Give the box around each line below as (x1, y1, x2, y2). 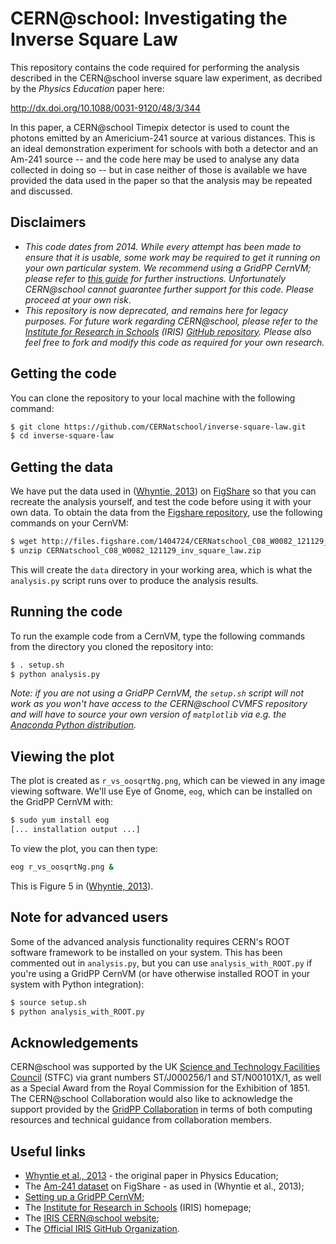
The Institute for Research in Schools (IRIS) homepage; (24, 1202, 252, 1214)
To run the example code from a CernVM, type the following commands (10, 630, 306, 642)
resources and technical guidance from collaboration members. (10, 1114, 272, 1126)
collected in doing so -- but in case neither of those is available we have (10, 163, 308, 176)
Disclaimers (10, 214, 87, 231)
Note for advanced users (10, 909, 169, 926)
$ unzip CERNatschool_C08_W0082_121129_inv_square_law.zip (10, 546, 262, 556)
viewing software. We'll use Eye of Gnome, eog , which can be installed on (10, 785, 313, 797)
